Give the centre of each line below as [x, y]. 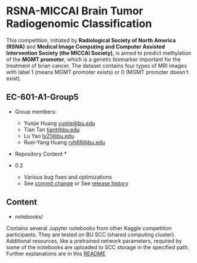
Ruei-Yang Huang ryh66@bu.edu [64, 142]
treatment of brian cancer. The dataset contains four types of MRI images [96, 65]
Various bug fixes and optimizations [68, 177]
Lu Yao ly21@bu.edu [49, 136]
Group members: [36, 111]
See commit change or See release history [76, 183]
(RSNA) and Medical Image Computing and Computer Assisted [86, 47]
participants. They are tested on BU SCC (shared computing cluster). [91, 234]
